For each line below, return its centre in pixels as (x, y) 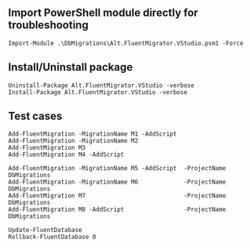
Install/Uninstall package (71, 67)
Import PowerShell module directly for (103, 13)
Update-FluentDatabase (45, 231)
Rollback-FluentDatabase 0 (52, 237)
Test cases (35, 116)
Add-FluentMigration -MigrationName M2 (73, 141)
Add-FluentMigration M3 (47, 148)
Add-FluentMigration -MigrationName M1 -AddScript (93, 134)
